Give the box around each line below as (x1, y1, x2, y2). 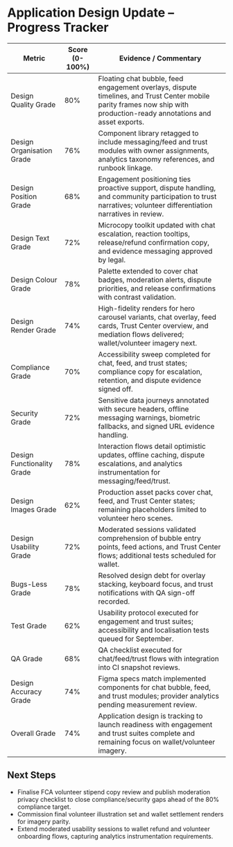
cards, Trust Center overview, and (98, 320, 209, 330)
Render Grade (10, 325, 57, 334)
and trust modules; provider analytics (98, 691, 220, 701)
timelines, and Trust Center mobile (98, 91, 210, 101)
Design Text (10, 233, 50, 243)
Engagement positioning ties (98, 174, 191, 184)
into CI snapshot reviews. (98, 662, 180, 672)
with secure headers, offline (98, 404, 189, 413)
